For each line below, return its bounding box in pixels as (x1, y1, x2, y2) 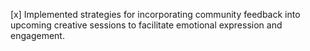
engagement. (10, 30, 65, 41)
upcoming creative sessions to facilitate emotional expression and (10, 19, 283, 31)
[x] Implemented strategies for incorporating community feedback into (10, 9, 301, 20)
